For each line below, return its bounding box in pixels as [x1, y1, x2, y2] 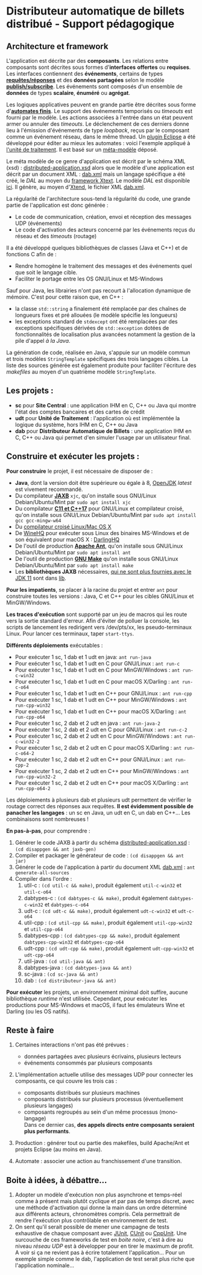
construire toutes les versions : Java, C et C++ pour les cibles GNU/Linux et [6, 592, 194, 600]
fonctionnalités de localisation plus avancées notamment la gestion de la [14, 331, 196, 338]
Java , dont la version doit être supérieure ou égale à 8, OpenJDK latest [14, 479, 192, 486]
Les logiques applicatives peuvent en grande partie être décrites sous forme [6, 101, 196, 108]
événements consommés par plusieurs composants [24, 1059, 153, 1066]
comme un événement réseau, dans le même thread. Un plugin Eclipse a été [6, 133, 196, 140]
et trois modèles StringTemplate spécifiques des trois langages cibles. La [6, 355, 188, 362]
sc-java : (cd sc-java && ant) [24, 970, 99, 978]
